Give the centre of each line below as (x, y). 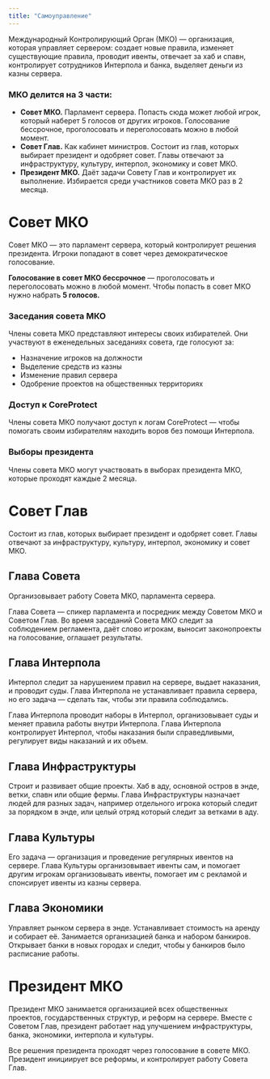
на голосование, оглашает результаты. (76, 637)
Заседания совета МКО (57, 315)
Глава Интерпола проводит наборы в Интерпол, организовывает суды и (133, 715)
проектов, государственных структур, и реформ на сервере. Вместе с (131, 1017)
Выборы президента (51, 452)
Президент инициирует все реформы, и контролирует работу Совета (128, 1059)
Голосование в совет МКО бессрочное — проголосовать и (112, 277)
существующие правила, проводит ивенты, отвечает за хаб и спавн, (127, 56)
